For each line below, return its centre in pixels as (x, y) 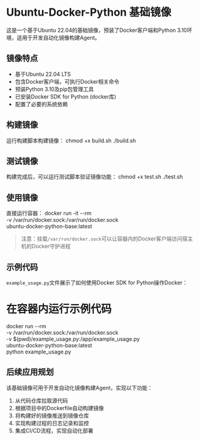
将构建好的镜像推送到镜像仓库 (52, 415)
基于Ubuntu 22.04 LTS (43, 74)
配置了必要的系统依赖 (41, 104)
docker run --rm (26, 326)
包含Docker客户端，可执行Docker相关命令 (67, 81)
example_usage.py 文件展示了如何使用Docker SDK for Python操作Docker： (97, 283)
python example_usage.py (39, 352)
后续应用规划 (30, 372)
